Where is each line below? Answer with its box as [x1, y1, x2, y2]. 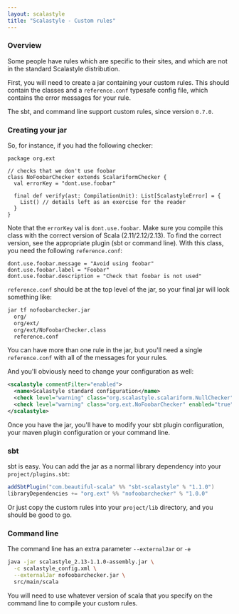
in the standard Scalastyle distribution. [7, 64, 120, 73]
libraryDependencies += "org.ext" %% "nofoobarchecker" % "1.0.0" [7, 490, 208, 498]
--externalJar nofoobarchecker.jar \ [14, 571, 126, 578]
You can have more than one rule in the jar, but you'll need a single [7, 346, 203, 354]
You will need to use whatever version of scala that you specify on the [7, 591, 213, 600]
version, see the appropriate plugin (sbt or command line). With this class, [7, 239, 224, 247]
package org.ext [7, 155, 55, 163]
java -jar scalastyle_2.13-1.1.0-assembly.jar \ [7, 558, 154, 566]
